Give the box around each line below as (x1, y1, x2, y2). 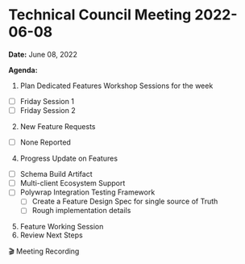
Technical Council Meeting (8, 6, 192, 24)
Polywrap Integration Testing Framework (19, 187, 156, 197)
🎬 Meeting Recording (8, 246, 80, 256)
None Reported (19, 137, 71, 147)
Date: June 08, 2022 (8, 49, 78, 59)
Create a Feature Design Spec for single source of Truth (31, 196, 218, 207)
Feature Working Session (19, 222, 104, 232)
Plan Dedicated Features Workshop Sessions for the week (19, 81, 214, 90)
